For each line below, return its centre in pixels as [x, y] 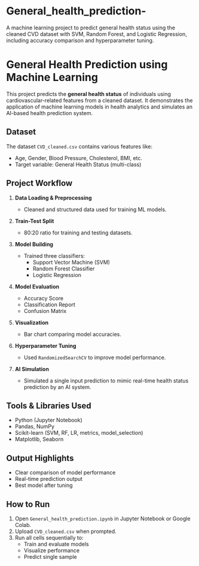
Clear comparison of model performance [65, 472]
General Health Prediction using [87, 65]
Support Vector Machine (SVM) [71, 262]
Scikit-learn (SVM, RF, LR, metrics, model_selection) [79, 433]
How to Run [28, 504]
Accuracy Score [44, 298]
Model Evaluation [37, 287]
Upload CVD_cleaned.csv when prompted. [65, 531]
